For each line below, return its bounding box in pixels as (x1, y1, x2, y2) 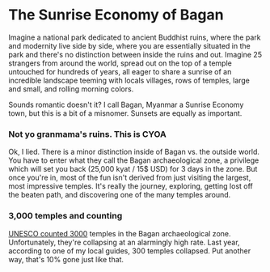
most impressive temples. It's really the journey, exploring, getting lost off (8, 181, 253, 191)
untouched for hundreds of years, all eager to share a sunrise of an (8, 66, 232, 76)
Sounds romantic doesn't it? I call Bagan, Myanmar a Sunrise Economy (8, 100, 244, 109)
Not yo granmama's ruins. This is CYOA (8, 128, 167, 139)
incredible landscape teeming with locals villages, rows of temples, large (8, 75, 251, 85)
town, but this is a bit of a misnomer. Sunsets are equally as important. (8, 108, 243, 118)
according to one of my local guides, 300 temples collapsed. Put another (8, 245, 251, 256)
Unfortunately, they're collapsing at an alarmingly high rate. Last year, (8, 237, 240, 247)
